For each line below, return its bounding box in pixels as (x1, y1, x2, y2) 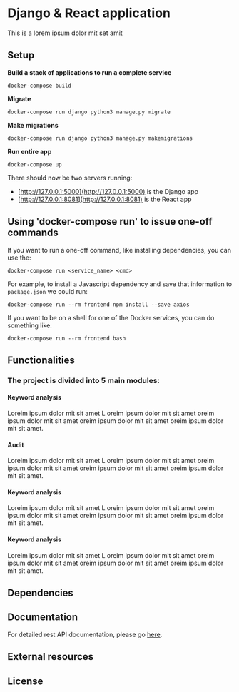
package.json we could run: (7, 287, 88, 295)
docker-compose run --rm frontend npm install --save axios (7, 301, 190, 308)
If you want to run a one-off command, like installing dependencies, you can (7, 245, 232, 254)
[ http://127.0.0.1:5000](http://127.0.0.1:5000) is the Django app (17, 187, 198, 195)
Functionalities (7, 354, 75, 366)
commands (7, 227, 59, 239)
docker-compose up (7, 161, 62, 168)
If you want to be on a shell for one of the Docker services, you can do (7, 313, 215, 322)
